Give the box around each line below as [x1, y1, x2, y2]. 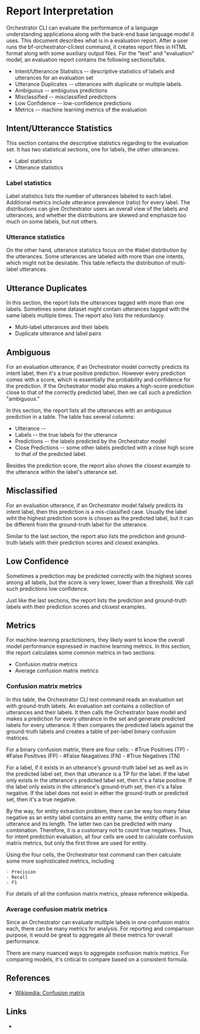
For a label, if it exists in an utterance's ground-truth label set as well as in [6, 764, 188, 771]
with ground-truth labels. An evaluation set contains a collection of [6, 702, 171, 710]
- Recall [6, 874, 28, 880]
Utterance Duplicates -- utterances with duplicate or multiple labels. [14, 80, 183, 88]
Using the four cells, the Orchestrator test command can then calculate [6, 851, 181, 858]
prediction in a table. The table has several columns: [6, 413, 135, 420]
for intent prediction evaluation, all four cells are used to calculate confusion [6, 833, 194, 840]
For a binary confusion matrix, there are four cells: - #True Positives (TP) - [6, 746, 190, 753]
